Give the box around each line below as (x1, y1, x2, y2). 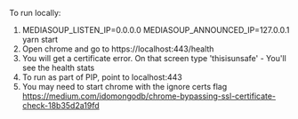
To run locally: (9, 8, 61, 18)
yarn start (21, 35, 59, 44)
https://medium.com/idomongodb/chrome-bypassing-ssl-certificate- (21, 91, 277, 101)
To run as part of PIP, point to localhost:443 (21, 72, 182, 83)
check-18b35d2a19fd (21, 100, 100, 110)
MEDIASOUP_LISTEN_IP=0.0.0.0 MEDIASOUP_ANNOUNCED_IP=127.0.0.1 (21, 25, 290, 35)
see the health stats (21, 62, 95, 73)
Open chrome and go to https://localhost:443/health (21, 44, 214, 54)
